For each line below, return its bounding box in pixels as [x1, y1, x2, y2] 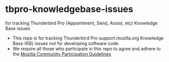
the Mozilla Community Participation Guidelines [12, 51, 111, 57]
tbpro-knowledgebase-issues [5, 3, 134, 15]
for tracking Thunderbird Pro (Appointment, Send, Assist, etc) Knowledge [5, 20, 158, 26]
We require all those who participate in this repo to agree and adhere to [12, 45, 161, 51]
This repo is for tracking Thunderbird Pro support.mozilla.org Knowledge [12, 35, 164, 41]
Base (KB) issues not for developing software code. [12, 40, 120, 46]
